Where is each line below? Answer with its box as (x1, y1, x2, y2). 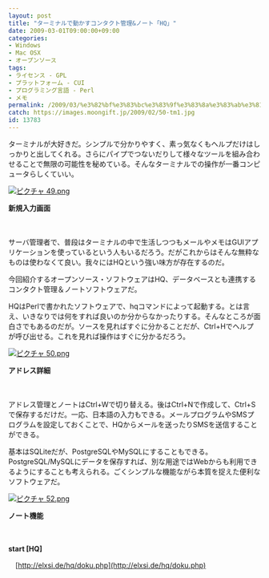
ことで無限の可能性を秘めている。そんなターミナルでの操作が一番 (22, 159, 240, 168)
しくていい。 (35, 169, 78, 179)
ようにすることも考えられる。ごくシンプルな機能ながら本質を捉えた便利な (14, 467, 261, 476)
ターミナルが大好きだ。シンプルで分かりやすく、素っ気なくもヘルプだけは (8, 139, 254, 148)
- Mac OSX (8, 49, 42, 57)
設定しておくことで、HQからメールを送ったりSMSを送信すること (42, 419, 258, 429)
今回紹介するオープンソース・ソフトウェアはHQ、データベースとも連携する (8, 274, 256, 284)
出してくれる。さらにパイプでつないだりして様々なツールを (35, 149, 232, 159)
